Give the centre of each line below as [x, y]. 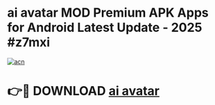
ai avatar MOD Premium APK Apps [108, 13]
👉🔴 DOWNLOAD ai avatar [83, 91]
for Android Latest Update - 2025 [105, 27]
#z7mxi [29, 42]
